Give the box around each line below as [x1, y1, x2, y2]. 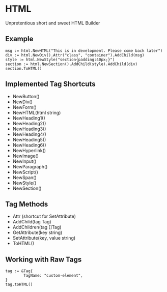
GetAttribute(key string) [12, 229, 63, 236]
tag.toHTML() [5, 282, 33, 287]
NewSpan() [12, 174, 37, 181]
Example [5, 35, 34, 43]
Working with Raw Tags [5, 255, 82, 264]
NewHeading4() [12, 131, 47, 137]
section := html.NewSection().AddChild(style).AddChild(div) [5, 62, 138, 67]
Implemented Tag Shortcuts [5, 80, 96, 89]
